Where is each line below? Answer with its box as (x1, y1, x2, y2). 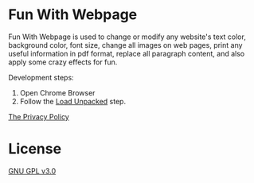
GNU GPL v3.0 (8, 165, 57, 176)
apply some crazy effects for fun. (8, 57, 118, 67)
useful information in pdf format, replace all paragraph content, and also (8, 49, 245, 58)
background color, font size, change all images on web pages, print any (8, 40, 243, 49)
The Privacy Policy (8, 111, 69, 121)
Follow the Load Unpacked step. (19, 96, 126, 106)
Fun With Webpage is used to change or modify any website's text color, (8, 32, 247, 41)
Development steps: (8, 72, 74, 82)
